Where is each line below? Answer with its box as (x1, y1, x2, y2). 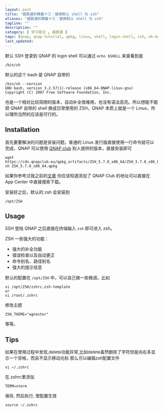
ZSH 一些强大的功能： (5, 236, 49, 242)
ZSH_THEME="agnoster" (5, 312, 49, 317)
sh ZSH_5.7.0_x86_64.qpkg (5, 164, 57, 169)
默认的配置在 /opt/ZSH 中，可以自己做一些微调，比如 (5, 275, 110, 281)
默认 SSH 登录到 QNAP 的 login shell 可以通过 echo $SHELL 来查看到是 (5, 53, 144, 58)
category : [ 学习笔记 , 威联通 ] (5, 30, 68, 35)
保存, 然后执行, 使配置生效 (5, 393, 57, 399)
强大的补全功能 (12, 246, 42, 252)
